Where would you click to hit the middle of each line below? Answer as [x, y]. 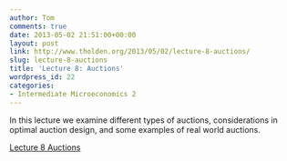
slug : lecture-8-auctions [58, 60]
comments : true [38, 26]
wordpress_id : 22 [42, 77]
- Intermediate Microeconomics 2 [73, 94]
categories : [32, 86]
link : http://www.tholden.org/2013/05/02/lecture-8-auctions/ [130, 52]
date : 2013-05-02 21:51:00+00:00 [73, 35]
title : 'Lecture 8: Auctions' [67, 69]
